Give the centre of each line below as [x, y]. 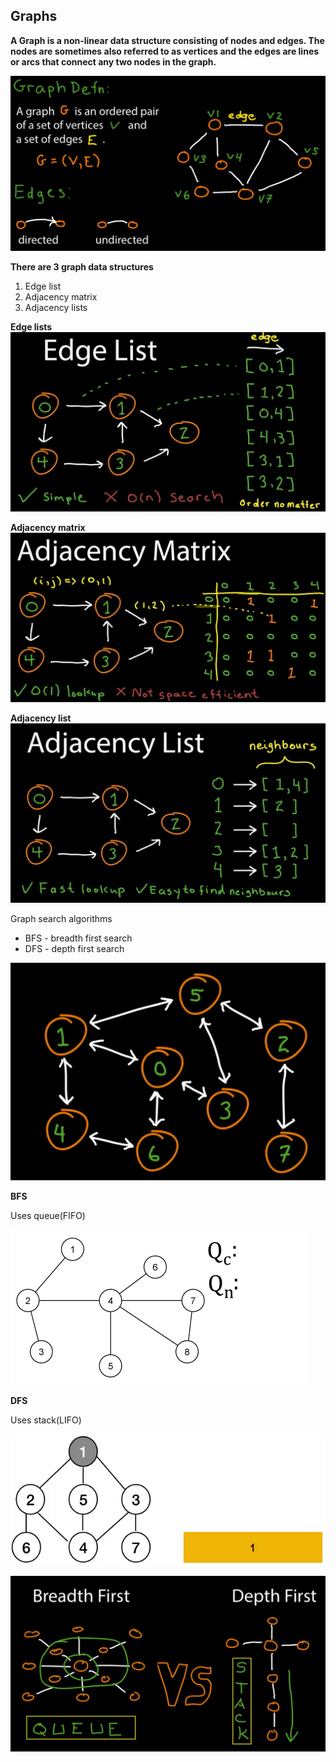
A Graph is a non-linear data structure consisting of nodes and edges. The [167, 40]
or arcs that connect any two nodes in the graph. [113, 61]
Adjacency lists [56, 308]
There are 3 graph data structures [82, 267]
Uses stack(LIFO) [46, 1420]
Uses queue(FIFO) [48, 1215]
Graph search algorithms [61, 918]
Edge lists [31, 327]
